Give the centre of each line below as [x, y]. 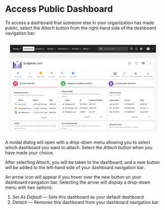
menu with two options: [29, 187]
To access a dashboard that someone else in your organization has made [80, 23]
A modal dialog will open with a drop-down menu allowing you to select [78, 142]
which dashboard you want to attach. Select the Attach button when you [79, 148]
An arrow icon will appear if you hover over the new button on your [73, 177]
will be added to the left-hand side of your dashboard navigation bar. [75, 168]
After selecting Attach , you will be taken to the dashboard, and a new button [82, 162]
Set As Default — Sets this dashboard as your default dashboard [78, 197]
